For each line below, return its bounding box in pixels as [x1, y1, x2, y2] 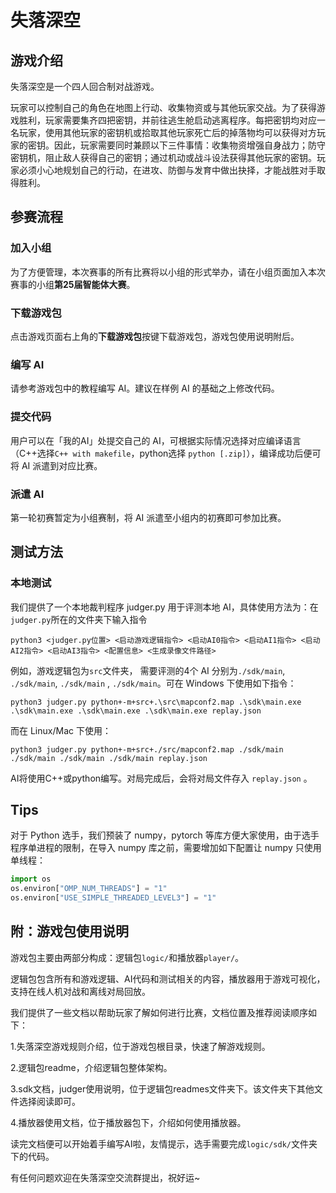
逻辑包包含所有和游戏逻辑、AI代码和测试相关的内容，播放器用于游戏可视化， [10, 972, 326, 985]
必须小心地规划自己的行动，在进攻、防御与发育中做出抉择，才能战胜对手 [18, 164, 317, 176]
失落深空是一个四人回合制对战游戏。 [10, 81, 160, 92]
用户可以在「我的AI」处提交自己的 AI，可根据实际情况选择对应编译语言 [10, 434, 302, 446]
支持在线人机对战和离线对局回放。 [10, 985, 151, 997]
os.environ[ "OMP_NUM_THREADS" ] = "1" [10, 884, 168, 894]
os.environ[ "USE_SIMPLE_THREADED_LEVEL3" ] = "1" [10, 893, 217, 903]
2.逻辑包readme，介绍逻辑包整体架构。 [10, 1061, 173, 1073]
